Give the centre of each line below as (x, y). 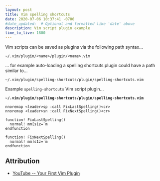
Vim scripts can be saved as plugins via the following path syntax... (74, 47)
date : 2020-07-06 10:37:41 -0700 (40, 19)
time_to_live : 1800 (25, 33)
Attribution (22, 161)
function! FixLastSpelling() (35, 120)
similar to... (16, 71)
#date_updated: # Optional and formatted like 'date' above (70, 24)
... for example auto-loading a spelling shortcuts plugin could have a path (80, 65)
